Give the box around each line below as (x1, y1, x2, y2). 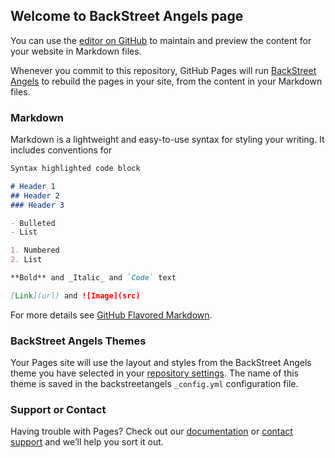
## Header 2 (10, 190, 60, 201)
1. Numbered (10, 245, 60, 256)
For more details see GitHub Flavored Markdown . (10, 309, 213, 321)
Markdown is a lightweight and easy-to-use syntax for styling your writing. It (10, 134, 325, 146)
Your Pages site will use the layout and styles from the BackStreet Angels (10, 357, 312, 369)
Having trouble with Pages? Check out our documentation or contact (10, 425, 293, 438)
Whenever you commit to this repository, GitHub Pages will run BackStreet (10, 64, 317, 76)
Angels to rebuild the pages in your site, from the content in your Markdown (10, 75, 323, 87)
